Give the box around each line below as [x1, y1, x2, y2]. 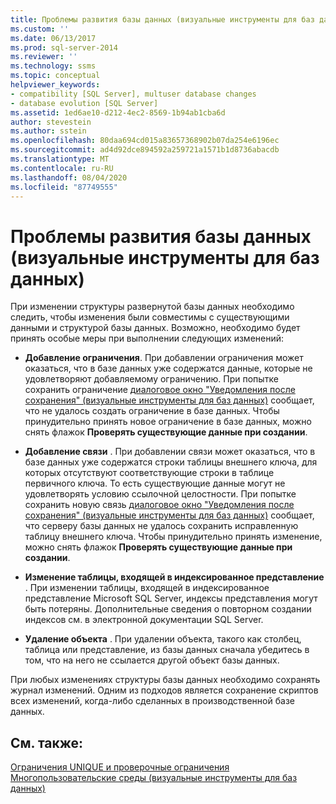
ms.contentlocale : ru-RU [10, 163, 114, 173]
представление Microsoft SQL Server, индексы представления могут [24, 592, 318, 605]
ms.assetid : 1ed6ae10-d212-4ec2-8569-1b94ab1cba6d [10, 107, 226, 118]
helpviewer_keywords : [10, 80, 101, 90]
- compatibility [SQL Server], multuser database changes [10, 89, 257, 99]
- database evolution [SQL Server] [10, 98, 159, 108]
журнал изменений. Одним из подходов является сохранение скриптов [10, 684, 319, 696]
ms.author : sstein [10, 126, 87, 136]
